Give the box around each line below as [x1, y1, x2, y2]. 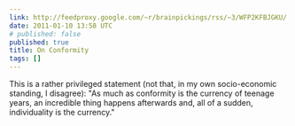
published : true [9, 37, 69, 47]
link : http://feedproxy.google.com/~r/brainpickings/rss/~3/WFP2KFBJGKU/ [9, 12, 288, 22]
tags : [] [9, 54, 42, 63]
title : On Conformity [9, 46, 89, 55]
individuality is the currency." [9, 107, 115, 117]
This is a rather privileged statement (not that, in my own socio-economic [9, 79, 277, 89]
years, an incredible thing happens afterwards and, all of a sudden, [9, 98, 254, 107]
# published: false [9, 29, 82, 38]
